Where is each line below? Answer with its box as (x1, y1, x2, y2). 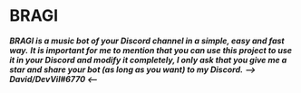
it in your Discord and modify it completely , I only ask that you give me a (9, 54, 287, 65)
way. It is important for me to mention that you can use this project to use (9, 44, 293, 55)
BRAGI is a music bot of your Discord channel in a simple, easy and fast (9, 35, 285, 46)
